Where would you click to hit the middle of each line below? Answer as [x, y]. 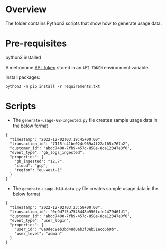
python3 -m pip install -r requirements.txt [53, 86]
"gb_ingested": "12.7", [39, 161]
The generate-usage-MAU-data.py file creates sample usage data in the [86, 188]
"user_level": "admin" [38, 234]
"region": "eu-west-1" [38, 170]
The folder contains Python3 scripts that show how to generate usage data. [84, 23]
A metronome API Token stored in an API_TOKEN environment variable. [77, 67]
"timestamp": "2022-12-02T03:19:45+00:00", [56, 139]
